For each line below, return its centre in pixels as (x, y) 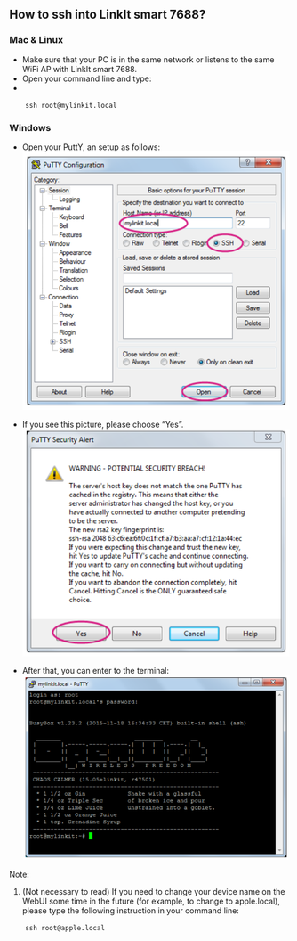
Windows (30, 127)
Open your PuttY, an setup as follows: (91, 147)
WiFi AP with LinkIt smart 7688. (80, 69)
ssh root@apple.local (65, 928)
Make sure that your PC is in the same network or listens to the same (148, 59)
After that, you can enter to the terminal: (95, 670)
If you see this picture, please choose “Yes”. (103, 425)
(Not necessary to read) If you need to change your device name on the (153, 891)
